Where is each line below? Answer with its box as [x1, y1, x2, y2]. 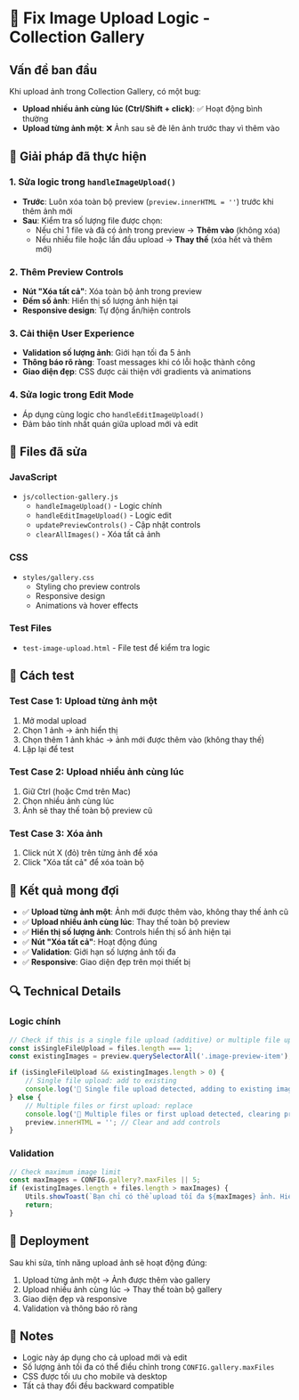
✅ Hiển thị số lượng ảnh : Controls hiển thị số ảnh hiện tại [21, 926, 231, 937]
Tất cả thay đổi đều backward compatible [21, 1380, 175, 1391]
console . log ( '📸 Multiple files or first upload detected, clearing [25, 1109, 280, 1118]
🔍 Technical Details [9, 984, 122, 999]
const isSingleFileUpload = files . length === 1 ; [9, 1044, 193, 1052]
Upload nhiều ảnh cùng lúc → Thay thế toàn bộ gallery [21, 1283, 222, 1295]
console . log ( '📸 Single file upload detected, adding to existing [25, 1085, 273, 1094]
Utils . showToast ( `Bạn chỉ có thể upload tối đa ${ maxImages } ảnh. [25, 1192, 277, 1201]
